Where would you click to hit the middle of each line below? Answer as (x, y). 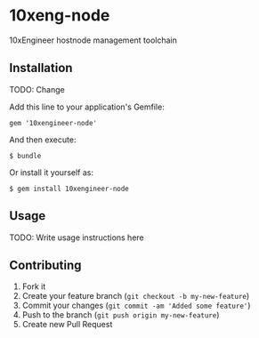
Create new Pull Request (67, 325)
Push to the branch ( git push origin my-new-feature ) (121, 315)
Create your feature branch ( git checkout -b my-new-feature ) (136, 296)
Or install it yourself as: (51, 172)
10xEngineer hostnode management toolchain (93, 40)
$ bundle (25, 156)
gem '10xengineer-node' (53, 123)
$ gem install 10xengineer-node (69, 189)
